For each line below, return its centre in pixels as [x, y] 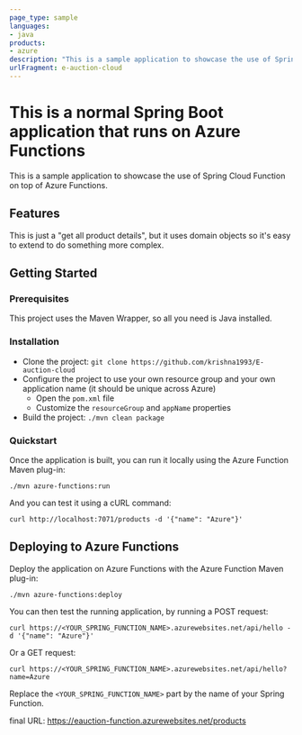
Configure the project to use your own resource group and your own [149, 378]
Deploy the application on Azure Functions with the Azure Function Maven [147, 568]
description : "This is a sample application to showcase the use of [140, 59]
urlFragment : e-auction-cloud [66, 68]
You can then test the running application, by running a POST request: [139, 611]
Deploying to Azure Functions [94, 547]
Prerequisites [39, 298]
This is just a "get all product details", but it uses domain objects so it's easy [150, 235]
